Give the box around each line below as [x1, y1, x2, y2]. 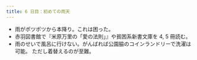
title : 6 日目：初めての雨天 [6, 8, 70, 15]
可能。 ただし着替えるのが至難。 [14, 48, 95, 55]
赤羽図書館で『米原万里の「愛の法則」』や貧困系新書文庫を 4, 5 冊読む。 [14, 33, 191, 40]
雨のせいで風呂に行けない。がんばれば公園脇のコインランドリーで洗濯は [14, 40, 192, 47]
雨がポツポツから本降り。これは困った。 [14, 25, 114, 32]
